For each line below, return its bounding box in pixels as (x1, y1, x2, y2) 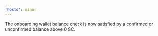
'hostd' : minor (5, 7, 37, 12)
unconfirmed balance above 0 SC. (5, 26, 76, 32)
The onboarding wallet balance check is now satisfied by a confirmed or (5, 21, 153, 27)
